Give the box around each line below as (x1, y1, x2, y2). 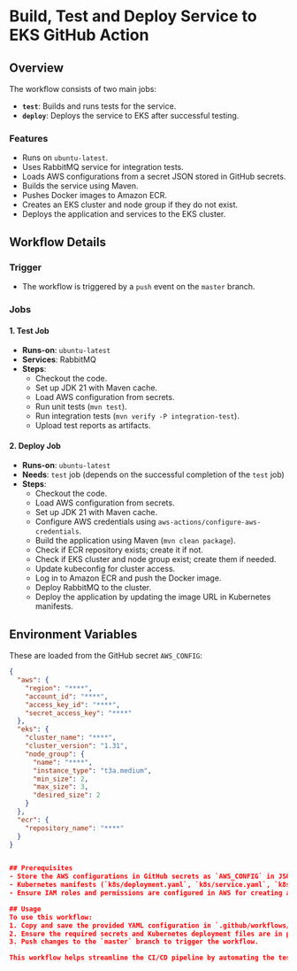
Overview (9, 60, 65, 75)
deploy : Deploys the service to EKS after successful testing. (21, 111, 240, 120)
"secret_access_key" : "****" (25, 708, 133, 718)
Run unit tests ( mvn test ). (34, 401, 127, 412)
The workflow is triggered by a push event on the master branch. (21, 281, 255, 291)
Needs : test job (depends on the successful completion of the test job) (21, 469, 285, 480)
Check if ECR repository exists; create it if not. (34, 544, 203, 555)
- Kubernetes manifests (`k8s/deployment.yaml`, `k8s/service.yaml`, (9, 881, 271, 890)
